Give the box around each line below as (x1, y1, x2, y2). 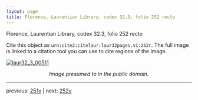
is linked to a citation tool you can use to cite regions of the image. (6, 47, 167, 54)
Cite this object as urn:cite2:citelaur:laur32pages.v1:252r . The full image (6, 42, 189, 49)
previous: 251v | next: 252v (6, 87, 72, 94)
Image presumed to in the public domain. (49, 70, 149, 77)
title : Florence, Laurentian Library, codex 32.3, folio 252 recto (6, 14, 176, 20)
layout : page (6, 8, 38, 15)
